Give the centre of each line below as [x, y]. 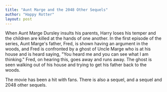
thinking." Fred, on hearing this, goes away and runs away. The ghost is [79, 60]
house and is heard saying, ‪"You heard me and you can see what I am [77, 54]
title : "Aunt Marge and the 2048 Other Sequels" [57, 10]
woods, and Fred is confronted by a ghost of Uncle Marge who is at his [78, 49]
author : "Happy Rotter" [30, 14]
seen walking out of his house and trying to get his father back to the [76, 65]
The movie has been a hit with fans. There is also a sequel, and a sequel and [83, 80]
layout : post [19, 19]
